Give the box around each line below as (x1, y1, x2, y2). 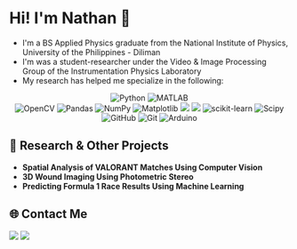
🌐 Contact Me (9, 206, 88, 221)
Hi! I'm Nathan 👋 (9, 8, 132, 28)
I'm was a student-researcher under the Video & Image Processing (21, 56, 267, 67)
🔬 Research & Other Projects (9, 138, 169, 154)
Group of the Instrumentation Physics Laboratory (21, 66, 202, 76)
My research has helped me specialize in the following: (21, 75, 224, 85)
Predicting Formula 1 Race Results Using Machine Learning (21, 181, 245, 191)
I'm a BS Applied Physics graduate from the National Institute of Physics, (21, 37, 289, 48)
